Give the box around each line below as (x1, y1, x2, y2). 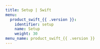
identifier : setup (14, 21, 54, 27)
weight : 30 (14, 31, 38, 36)
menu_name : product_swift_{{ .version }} (5, 36, 95, 41)
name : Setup (14, 27, 40, 32)
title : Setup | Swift (5, 7, 52, 13)
